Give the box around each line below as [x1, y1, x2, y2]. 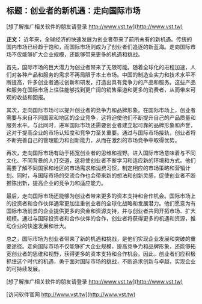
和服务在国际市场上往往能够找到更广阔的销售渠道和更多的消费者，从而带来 [6, 86, 191, 93]
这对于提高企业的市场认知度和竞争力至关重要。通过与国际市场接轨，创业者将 [6, 129, 196, 136]
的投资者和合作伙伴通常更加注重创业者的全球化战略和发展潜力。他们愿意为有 [6, 199, 196, 206]
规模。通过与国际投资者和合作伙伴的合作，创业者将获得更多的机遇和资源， [6, 214, 191, 222]
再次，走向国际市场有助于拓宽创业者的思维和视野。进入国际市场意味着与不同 [6, 149, 196, 157]
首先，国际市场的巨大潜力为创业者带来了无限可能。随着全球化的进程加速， [6, 63, 191, 70]
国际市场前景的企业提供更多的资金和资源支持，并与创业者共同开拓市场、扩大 [6, 207, 196, 214]
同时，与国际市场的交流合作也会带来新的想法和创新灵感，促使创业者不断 [16, 172, 196, 179]
